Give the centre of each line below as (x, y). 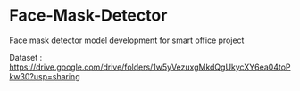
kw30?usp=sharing (45, 76)
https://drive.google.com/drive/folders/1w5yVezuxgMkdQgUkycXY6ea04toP (150, 67)
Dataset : (26, 57)
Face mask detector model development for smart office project (127, 40)
